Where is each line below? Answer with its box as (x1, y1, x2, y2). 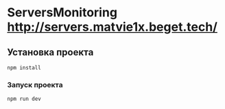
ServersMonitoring (7, 5, 118, 20)
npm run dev (7, 95, 41, 103)
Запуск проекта (7, 80, 63, 89)
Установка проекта (7, 46, 94, 58)
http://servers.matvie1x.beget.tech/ (7, 19, 218, 35)
